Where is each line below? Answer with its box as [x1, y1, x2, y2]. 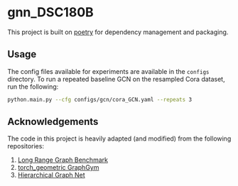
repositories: [7, 142, 45, 151]
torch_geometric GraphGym [17, 163, 99, 172]
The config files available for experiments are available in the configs [7, 67, 210, 75]
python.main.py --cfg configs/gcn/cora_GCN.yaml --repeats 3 [7, 96, 193, 103]
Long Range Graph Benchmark [17, 155, 109, 164]
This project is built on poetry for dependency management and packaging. [7, 28, 229, 36]
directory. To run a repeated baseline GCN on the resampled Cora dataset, [7, 75, 225, 83]
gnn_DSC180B [7, 4, 94, 21]
